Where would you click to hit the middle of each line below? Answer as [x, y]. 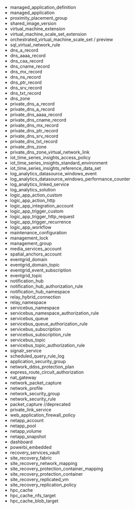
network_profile [26, 388]
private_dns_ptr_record [34, 131]
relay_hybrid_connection [35, 297]
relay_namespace [28, 302]
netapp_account [27, 420]
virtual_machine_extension [38, 29]
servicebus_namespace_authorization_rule [54, 313]
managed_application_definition [43, 7]
